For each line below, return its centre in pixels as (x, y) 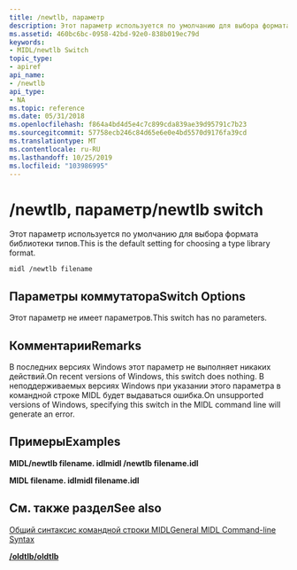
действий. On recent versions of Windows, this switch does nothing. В (137, 376)
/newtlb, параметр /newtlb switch (136, 210)
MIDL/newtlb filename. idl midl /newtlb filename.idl (104, 463)
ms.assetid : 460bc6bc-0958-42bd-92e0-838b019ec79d (104, 34)
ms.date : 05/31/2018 (47, 116)
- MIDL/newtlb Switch (49, 51)
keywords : (27, 42)
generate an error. (42, 414)
